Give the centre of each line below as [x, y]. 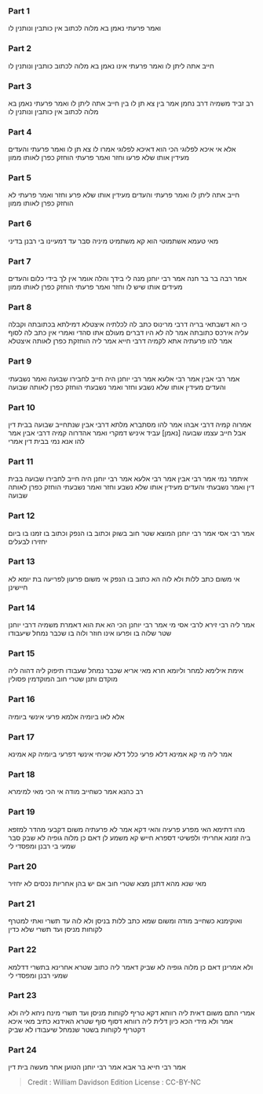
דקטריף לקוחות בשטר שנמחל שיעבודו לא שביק [77, 1029]
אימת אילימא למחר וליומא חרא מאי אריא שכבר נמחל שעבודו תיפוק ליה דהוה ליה [126, 671]
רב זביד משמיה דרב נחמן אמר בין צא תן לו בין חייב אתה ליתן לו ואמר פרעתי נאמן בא [131, 103]
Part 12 [22, 516]
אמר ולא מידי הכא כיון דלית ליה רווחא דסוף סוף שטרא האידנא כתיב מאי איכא [121, 1021]
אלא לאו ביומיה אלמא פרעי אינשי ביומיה [66, 716]
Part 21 [22, 904]
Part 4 [20, 131]
